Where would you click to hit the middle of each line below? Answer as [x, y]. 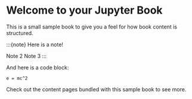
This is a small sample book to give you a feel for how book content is [92, 27]
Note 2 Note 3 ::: [27, 56]
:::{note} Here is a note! [35, 44]
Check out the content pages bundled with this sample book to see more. [96, 89]
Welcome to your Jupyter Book [84, 10]
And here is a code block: [38, 67]
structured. [20, 33]
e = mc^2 [17, 78]
